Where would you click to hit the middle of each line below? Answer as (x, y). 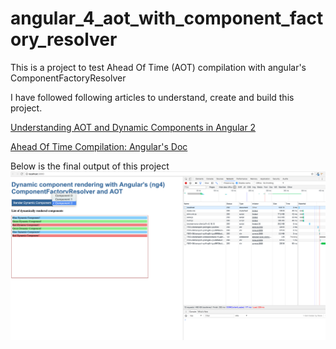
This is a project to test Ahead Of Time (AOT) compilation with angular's (158, 67)
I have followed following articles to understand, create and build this (152, 97)
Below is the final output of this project (90, 166)
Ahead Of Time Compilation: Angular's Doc (99, 146)
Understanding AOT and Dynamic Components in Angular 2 (133, 127)
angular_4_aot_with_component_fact (167, 18)
